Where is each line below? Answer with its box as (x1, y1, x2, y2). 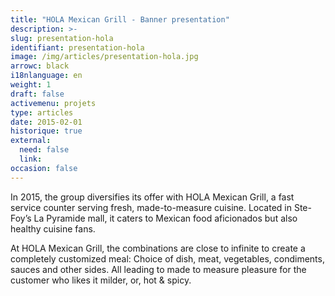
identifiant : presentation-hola (10, 42, 145, 53)
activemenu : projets (10, 98, 97, 108)
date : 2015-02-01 (10, 117, 83, 127)
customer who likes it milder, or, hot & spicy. (10, 274, 192, 286)
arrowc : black (10, 61, 70, 71)
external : (10, 136, 52, 146)
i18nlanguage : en (10, 71, 83, 81)
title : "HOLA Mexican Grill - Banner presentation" (10, 14, 230, 25)
